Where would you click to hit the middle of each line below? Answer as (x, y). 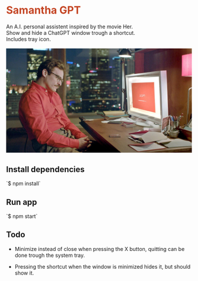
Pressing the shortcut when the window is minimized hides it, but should (103, 266)
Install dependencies (45, 169)
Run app (22, 202)
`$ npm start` (22, 216)
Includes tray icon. (29, 39)
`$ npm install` (24, 184)
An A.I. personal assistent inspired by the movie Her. (70, 27)
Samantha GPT (44, 10)
